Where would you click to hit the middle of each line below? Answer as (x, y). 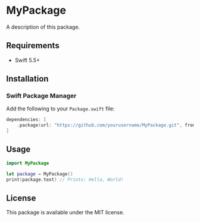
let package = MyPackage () (40, 174)
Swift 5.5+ (27, 60)
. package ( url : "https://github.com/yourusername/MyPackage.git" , (100, 125)
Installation (27, 79)
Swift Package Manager (41, 96)
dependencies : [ (26, 120)
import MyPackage (28, 163)
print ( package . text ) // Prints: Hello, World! (65, 180)
